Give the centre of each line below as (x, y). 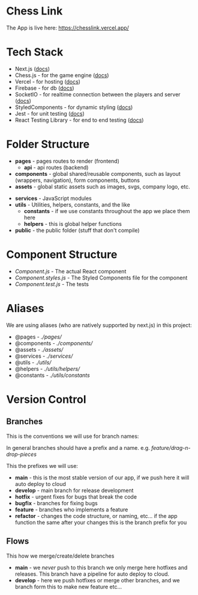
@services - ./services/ (44, 356)
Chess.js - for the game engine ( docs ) (62, 75)
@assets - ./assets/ (39, 349)
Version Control (46, 399)
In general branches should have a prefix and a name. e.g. (78, 447)
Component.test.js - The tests (52, 284)
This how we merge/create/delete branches (60, 556)
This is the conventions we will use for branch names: (73, 436)
